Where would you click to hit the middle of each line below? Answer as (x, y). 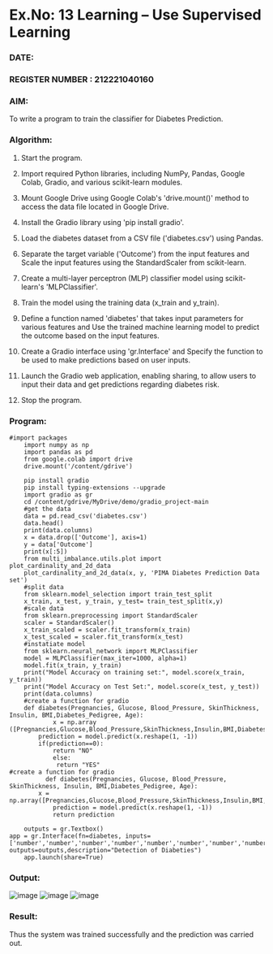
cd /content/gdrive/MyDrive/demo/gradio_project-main (116, 501)
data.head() (44, 523)
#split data (44, 587)
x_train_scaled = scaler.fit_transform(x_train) (107, 630)
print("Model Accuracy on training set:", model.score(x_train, (134, 672)
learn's (32, 287)
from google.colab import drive (78, 459)
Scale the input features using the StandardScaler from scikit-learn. (133, 262)
